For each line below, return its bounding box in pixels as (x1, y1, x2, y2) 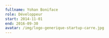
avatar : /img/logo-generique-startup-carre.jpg (5, 26, 105, 31)
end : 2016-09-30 (5, 21, 38, 26)
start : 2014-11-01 (5, 16, 43, 21)
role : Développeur (5, 12, 43, 17)
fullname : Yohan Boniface (5, 7, 58, 12)
